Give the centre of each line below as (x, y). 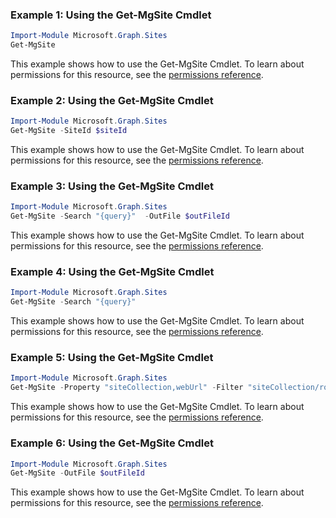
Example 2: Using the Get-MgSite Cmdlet (112, 100)
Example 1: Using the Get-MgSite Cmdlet (111, 15)
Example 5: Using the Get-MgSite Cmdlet (112, 358)
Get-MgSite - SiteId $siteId (69, 131)
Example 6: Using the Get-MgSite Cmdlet (112, 443)
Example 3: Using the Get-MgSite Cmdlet (112, 186)
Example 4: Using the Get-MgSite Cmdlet (112, 272)
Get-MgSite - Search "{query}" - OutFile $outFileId (120, 216)
